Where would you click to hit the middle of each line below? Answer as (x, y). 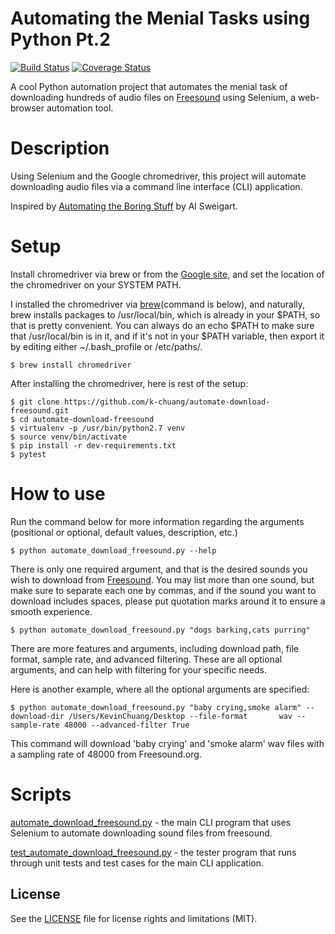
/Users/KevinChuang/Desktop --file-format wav (180, 716)
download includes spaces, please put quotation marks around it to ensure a (168, 601)
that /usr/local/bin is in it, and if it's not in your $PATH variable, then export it (167, 336)
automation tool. (80, 108)
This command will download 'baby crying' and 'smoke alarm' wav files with (167, 743)
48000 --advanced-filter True (126, 725)
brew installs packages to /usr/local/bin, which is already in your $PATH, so (165, 314)
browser (27, 108)
